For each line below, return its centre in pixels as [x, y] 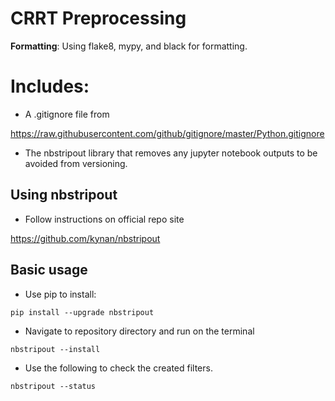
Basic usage [49, 270]
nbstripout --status [53, 386]
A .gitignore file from [67, 114]
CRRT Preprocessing [98, 18]
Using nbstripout [64, 195]
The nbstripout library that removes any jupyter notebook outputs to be [171, 153]
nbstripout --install [55, 349]
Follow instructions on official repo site [104, 219]
